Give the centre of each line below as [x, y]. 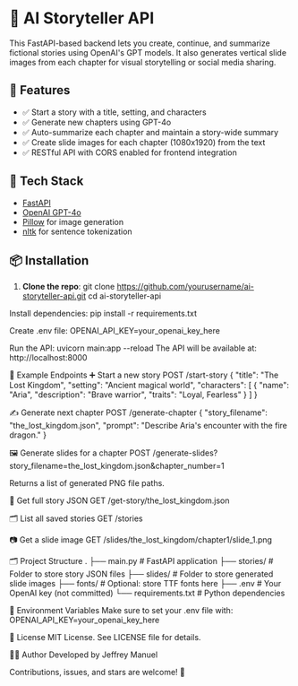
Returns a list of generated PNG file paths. [87, 483]
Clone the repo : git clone [68, 287]
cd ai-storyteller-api [125, 296]
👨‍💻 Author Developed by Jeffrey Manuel [84, 655]
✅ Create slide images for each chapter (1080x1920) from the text [144, 142]
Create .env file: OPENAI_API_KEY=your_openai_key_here [115, 331]
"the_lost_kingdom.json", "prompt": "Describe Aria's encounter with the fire [149, 426]
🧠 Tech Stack [47, 182]
